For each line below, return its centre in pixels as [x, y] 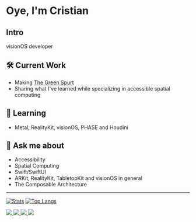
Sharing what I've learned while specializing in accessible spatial [92, 88]
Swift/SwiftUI [30, 172]
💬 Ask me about [35, 146]
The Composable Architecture [51, 185]
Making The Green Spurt [44, 82]
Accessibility [30, 159]
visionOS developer [30, 46]
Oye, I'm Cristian [48, 11]
